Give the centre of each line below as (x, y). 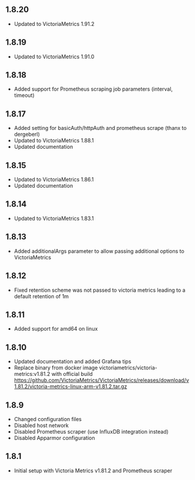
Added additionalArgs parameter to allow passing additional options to (99, 251)
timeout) (24, 95)
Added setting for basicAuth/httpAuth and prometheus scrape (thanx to (100, 128)
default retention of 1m (41, 296)
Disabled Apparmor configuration (54, 438)
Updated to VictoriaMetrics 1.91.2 (54, 24)
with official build (72, 374)
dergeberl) (27, 134)
